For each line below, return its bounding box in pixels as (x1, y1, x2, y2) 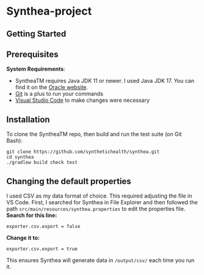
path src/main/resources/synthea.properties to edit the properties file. (6, 205, 186, 213)
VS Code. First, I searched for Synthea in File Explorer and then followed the (6, 199, 198, 206)
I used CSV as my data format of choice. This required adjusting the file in (6, 192, 192, 199)
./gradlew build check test (6, 160, 78, 166)
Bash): (6, 137, 23, 145)
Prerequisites (6, 49, 59, 59)
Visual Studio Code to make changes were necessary (15, 96, 150, 104)
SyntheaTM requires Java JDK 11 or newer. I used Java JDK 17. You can (15, 77, 194, 85)
